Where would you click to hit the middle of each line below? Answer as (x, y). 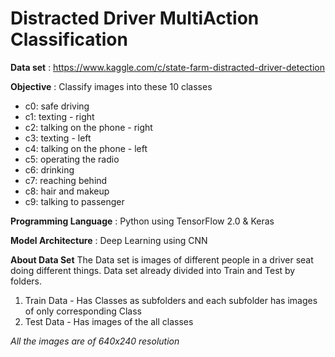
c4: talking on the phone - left (86, 148)
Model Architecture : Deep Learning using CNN (109, 240)
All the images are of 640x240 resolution (95, 341)
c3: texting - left (58, 138)
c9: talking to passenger (74, 201)
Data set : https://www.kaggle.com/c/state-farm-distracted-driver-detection (167, 67)
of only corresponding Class (83, 311)
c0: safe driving (57, 106)
